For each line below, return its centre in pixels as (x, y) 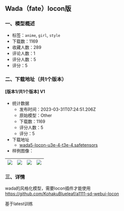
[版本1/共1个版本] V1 (25, 91)
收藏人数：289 (27, 47)
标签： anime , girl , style (36, 35)
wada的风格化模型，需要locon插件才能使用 (48, 188)
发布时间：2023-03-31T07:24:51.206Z (57, 109)
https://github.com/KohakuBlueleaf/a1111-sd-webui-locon (62, 194)
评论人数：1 (23, 53)
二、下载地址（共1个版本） (36, 79)
